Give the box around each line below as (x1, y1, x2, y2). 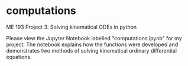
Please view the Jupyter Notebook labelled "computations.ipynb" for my (6, 34, 182, 41)
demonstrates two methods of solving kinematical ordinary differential (6, 47, 177, 54)
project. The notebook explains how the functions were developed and (6, 41, 179, 48)
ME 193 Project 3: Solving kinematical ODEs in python (6, 23, 137, 30)
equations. (6, 53, 32, 60)
